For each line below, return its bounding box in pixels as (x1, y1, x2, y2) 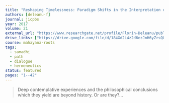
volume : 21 (5, 26, 28, 31)
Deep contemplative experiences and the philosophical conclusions (17, 86, 158, 92)
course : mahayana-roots (5, 40, 55, 45)
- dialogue (10, 59, 33, 64)
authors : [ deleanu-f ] (5, 12, 51, 17)
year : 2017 (5, 21, 28, 27)
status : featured (5, 68, 42, 73)
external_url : (5, 31, 35, 36)
